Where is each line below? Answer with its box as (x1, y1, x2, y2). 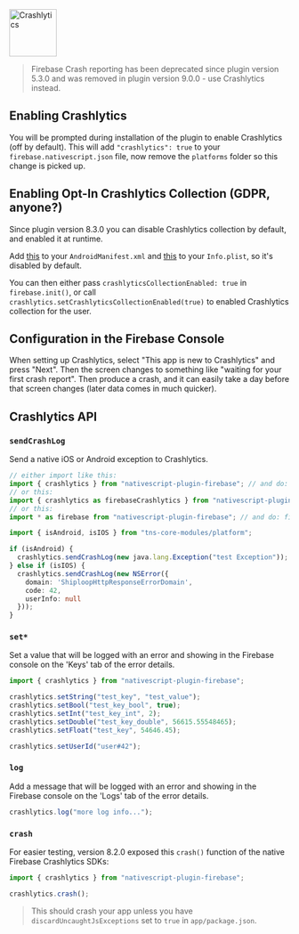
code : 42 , (25, 586, 62, 595)
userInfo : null (25, 594, 82, 604)
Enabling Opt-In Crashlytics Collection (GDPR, (9, 186, 271, 201)
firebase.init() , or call (9, 287, 96, 297)
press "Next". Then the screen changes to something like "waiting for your (9, 364, 282, 375)
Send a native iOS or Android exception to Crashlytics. (9, 454, 209, 465)
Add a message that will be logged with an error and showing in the (9, 781, 257, 792)
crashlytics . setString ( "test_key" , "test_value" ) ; (9, 693, 201, 702)
